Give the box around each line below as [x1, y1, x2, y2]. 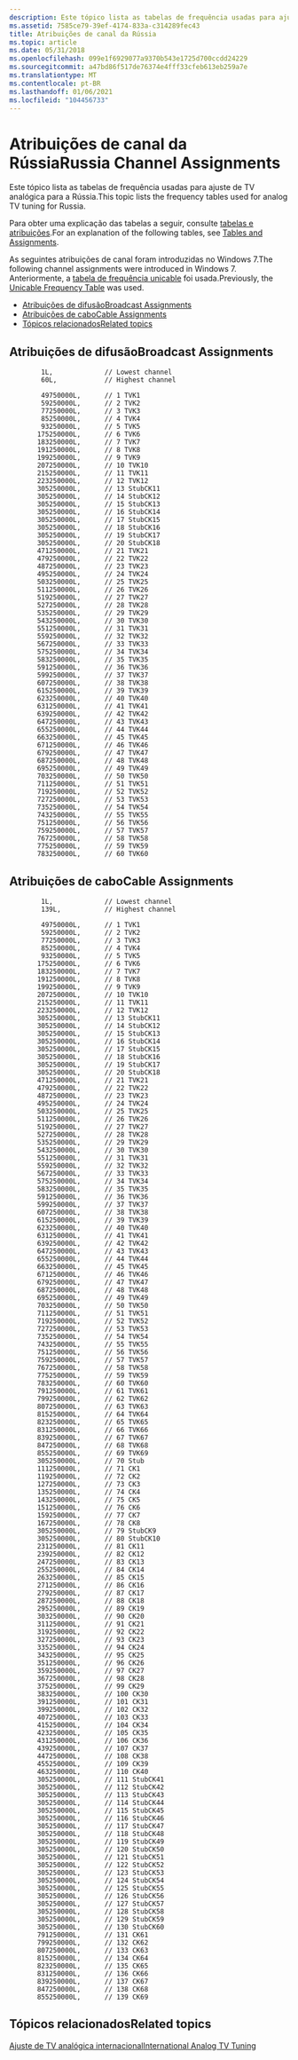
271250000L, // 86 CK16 [36, 1581, 145, 1589]
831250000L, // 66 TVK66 [36, 1425, 149, 1434]
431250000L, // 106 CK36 [36, 1736, 149, 1745]
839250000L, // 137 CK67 [36, 1977, 149, 1985]
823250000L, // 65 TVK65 [36, 1417, 149, 1426]
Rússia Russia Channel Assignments [9, 153, 281, 173]
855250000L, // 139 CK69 [36, 1993, 149, 2001]
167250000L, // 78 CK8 [36, 1518, 141, 1527]
